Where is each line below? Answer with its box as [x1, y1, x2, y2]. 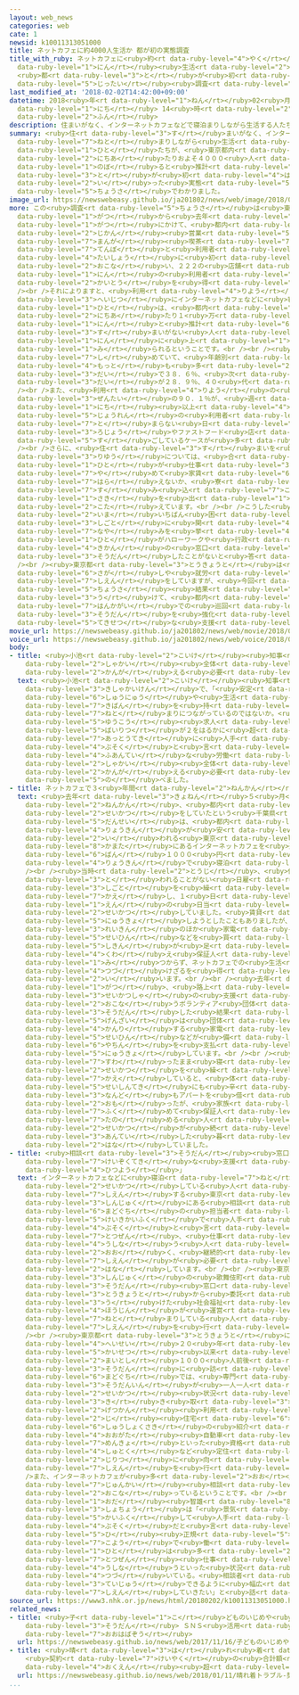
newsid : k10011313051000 [9, 37, 101, 47]
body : [9, 643, 29, 652]
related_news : [9, 1604, 62, 1614]
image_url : [9, 195, 50, 205]
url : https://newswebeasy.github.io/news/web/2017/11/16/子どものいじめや [17, 1638, 290, 1647]
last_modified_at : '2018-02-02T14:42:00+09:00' [9, 87, 190, 96]
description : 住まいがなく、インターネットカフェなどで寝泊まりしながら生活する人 [9, 121, 280, 130]
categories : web [9, 21, 69, 30]
